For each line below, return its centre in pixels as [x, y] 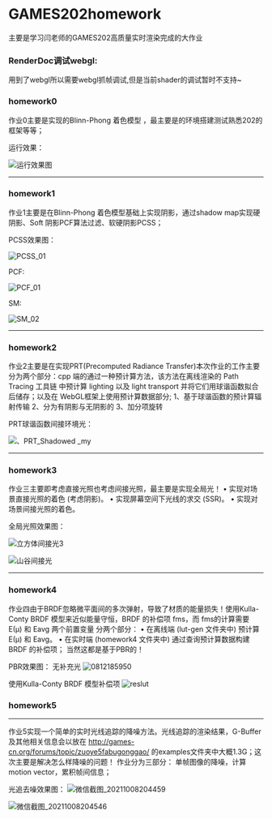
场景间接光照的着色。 [44, 509]
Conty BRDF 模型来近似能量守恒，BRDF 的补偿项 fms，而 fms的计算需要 [129, 619]
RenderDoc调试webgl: [53, 60]
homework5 [32, 705]
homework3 [33, 470]
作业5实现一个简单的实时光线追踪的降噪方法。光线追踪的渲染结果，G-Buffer [135, 731]
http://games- [111, 742]
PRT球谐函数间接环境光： [51, 424]
